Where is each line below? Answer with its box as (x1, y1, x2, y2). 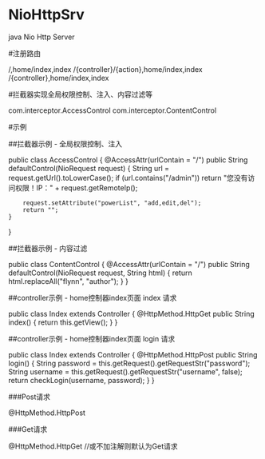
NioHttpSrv (8, 6, 85, 24)
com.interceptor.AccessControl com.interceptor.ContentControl (8, 106, 217, 115)
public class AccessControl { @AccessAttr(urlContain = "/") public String (8, 154, 248, 165)
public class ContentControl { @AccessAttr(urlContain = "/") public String (8, 259, 250, 269)
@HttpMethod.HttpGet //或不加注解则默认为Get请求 (8, 441, 178, 451)
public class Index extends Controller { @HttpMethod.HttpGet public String (8, 309, 255, 318)
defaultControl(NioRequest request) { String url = (8, 163, 170, 173)
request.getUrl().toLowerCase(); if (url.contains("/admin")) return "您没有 (8, 173, 248, 182)
